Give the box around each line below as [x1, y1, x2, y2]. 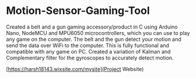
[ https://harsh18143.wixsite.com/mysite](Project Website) [6, 65, 145, 72]
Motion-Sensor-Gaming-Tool [6, 4, 150, 17]
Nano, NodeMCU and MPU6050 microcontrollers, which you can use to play [6, 29, 190, 36]
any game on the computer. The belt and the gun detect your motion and [6, 36, 181, 42]
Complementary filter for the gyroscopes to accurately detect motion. [6, 54, 174, 61]
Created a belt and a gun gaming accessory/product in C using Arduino [6, 23, 178, 30]
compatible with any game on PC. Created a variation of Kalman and [6, 48, 171, 55]
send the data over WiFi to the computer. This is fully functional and [6, 42, 170, 49]
